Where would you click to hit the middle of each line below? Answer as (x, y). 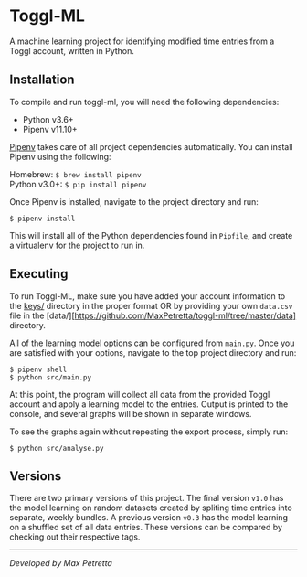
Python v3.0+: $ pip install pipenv (78, 184)
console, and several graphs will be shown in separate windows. (131, 413)
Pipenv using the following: (60, 156)
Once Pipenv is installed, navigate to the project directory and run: (134, 201)
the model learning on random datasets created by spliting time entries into (151, 508)
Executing (39, 274)
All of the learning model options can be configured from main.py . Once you (152, 343)
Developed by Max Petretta (61, 563)
